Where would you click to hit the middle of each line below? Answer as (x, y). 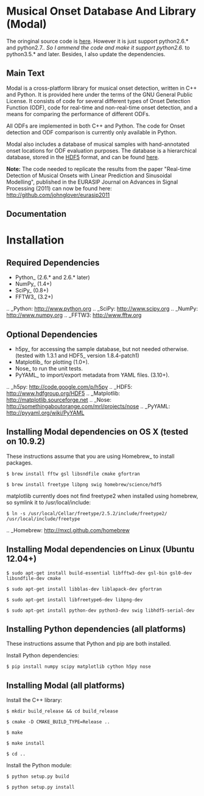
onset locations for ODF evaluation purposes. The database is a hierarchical (101, 150)
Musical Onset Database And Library (101, 11)
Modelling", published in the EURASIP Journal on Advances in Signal (92, 182)
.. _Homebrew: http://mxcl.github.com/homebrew (68, 530)
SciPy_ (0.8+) (32, 291)
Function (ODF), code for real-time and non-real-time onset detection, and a (102, 107)
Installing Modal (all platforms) (65, 685)
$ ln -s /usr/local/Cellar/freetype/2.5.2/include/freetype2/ (87, 513)
